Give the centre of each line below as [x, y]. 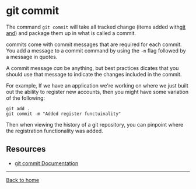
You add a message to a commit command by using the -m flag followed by [96, 50]
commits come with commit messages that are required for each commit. [94, 44]
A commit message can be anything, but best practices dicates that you [92, 68]
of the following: [26, 98]
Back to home [23, 180]
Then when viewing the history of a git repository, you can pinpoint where [95, 124]
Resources [26, 149]
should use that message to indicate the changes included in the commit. [94, 74]
